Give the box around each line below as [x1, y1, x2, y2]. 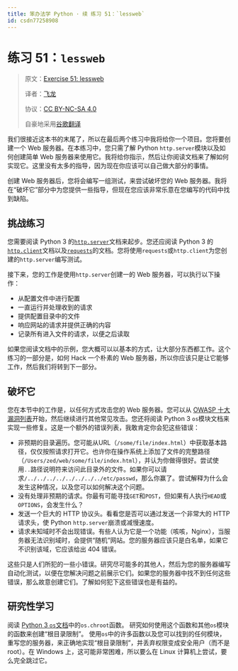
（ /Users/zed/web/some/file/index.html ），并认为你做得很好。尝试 [17, 456, 213, 465]
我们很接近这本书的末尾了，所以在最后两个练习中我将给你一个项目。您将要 [7, 135, 225, 143]
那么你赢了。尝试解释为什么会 [141, 474, 229, 483]
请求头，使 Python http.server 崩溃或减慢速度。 [17, 518, 158, 527]
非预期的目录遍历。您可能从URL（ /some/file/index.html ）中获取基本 [17, 438, 221, 447]
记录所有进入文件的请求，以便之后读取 [17, 329, 130, 338]
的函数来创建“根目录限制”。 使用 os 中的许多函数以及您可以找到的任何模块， [7, 629, 226, 638]
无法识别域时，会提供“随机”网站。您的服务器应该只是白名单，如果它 [30, 536, 229, 545]
